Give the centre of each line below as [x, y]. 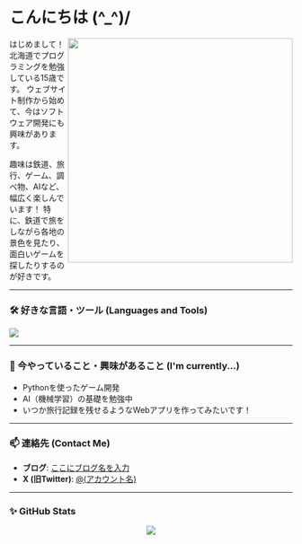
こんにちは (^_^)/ [70, 18]
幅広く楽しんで [37, 197]
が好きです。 [33, 276]
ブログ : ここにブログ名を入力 [76, 468]
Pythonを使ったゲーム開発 [71, 387]
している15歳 [33, 77]
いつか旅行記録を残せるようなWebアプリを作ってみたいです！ [137, 409]
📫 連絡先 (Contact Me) [60, 443]
